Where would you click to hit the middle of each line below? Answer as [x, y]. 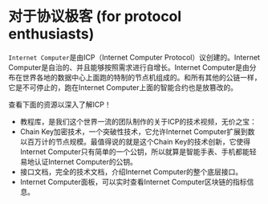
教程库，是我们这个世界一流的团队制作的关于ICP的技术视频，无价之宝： [138, 121]
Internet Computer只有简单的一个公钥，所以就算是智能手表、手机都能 [135, 151]
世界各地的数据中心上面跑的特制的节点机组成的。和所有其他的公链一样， [142, 77]
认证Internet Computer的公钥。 [86, 161]
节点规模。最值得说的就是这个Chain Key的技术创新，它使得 [153, 141]
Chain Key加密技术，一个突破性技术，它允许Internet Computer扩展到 [134, 131]
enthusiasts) [51, 34]
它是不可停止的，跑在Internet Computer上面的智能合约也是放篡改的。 [123, 87]
